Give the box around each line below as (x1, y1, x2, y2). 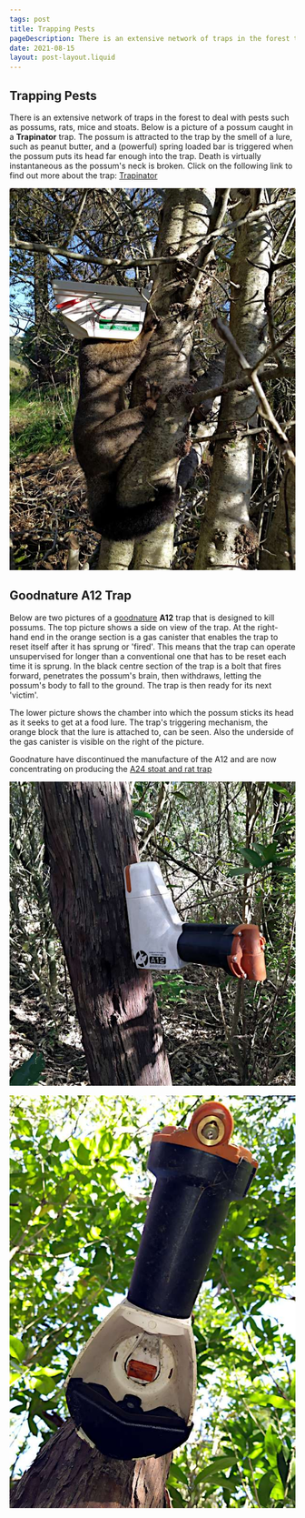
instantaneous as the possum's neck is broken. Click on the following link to (9, 160, 293, 171)
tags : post (9, 15, 51, 24)
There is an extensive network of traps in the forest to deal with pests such (9, 112, 290, 123)
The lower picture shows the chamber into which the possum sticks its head (9, 707, 294, 718)
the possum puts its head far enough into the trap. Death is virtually (9, 150, 261, 161)
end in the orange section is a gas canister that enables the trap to (30, 631, 279, 642)
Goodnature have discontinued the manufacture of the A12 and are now (9, 753, 277, 764)
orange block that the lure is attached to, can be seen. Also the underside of (9, 726, 295, 737)
